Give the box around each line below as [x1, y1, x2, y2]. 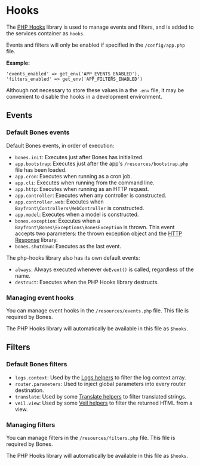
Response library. [14, 236, 59, 243]
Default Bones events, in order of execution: [6, 142, 115, 149]
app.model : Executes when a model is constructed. [14, 211, 139, 218]
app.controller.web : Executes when [14, 198, 104, 205]
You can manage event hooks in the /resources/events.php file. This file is [6, 306, 189, 314]
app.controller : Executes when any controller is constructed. [14, 192, 167, 199]
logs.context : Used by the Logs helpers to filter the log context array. [14, 373, 186, 381]
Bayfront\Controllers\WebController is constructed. [14, 204, 144, 211]
